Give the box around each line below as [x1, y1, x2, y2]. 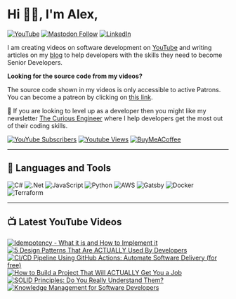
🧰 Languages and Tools [7, 162, 112, 174]
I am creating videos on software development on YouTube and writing [7, 43, 212, 51]
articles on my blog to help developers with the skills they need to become [7, 51, 223, 59]
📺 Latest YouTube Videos [7, 216, 122, 228]
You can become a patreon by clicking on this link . [7, 93, 153, 101]
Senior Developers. [7, 58, 63, 66]
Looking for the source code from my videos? [7, 72, 143, 80]
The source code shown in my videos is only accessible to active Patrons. [7, 85, 221, 94]
